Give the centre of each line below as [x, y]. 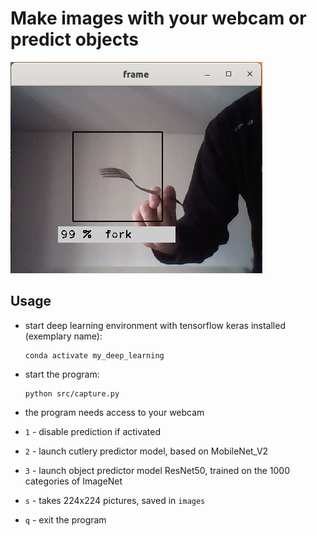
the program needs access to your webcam [114, 412]
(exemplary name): [63, 336]
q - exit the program [65, 519]
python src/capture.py [72, 393]
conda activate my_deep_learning [94, 355]
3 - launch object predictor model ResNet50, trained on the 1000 [157, 470]
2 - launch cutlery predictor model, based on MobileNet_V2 [146, 451]
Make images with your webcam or [158, 18]
